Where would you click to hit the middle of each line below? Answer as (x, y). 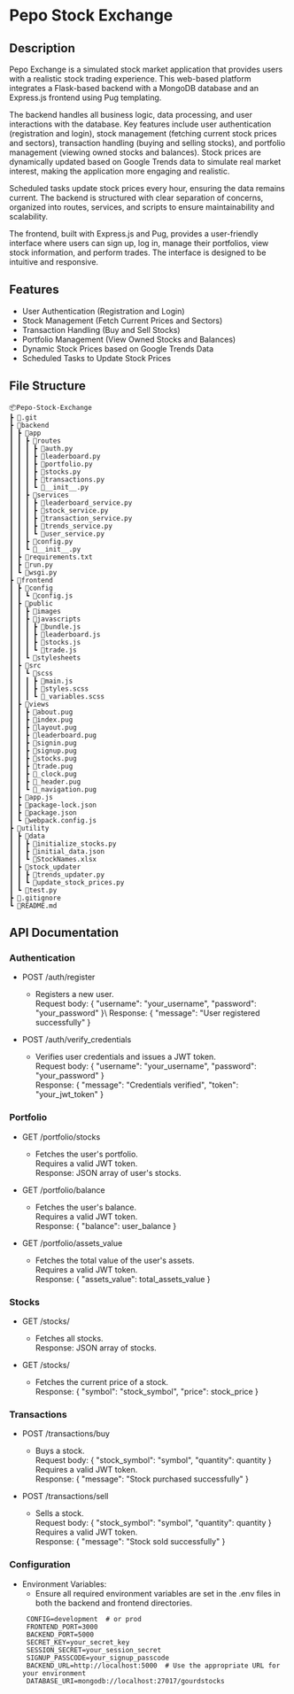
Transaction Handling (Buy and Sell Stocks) (101, 329)
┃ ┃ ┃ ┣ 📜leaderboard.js (55, 634)
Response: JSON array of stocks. (96, 1348)
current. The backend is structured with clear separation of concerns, (136, 197)
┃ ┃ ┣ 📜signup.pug (43, 750)
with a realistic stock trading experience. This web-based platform (130, 79)
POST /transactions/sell (65, 1497)
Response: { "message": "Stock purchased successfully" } (142, 1479)
